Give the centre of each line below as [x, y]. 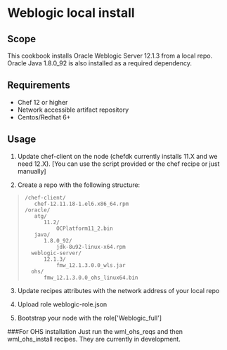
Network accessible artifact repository [73, 110]
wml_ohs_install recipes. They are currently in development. [94, 339]
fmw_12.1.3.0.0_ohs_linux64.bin [91, 278]
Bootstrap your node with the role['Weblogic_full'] [90, 318]
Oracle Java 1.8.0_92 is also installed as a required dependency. [99, 63]
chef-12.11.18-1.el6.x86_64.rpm [82, 204]
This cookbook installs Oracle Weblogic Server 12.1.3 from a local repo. [110, 56]
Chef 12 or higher [43, 102]
